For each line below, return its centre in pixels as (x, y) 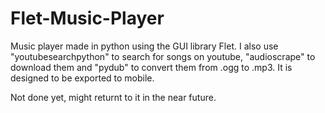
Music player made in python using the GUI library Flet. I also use (144, 46)
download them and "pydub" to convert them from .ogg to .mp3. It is (151, 67)
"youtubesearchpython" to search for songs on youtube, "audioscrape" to (163, 56)
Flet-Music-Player (87, 18)
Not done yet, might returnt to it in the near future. (113, 97)
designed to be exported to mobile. (82, 78)
